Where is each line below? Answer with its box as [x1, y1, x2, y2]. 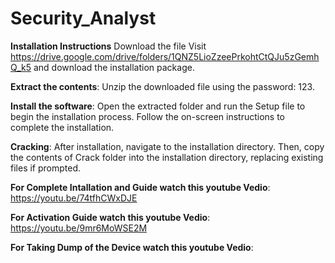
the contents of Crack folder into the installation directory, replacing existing [10, 151, 324, 163]
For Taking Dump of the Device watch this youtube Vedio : [10, 241, 254, 253]
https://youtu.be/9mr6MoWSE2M [10, 222, 148, 234]
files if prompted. [10, 162, 82, 174]
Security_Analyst [10, 7, 157, 30]
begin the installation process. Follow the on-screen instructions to [10, 110, 285, 122]
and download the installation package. [33, 61, 195, 73]
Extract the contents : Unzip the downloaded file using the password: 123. [10, 80, 315, 92]
